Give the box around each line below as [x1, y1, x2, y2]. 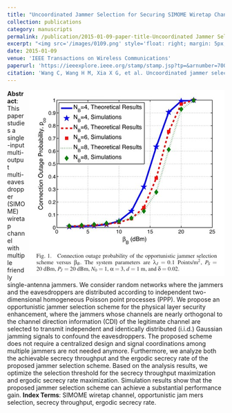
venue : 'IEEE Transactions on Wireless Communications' [7, 55, 171, 62]
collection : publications [7, 18, 81, 26]
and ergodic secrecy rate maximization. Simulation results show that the [7, 376, 213, 384]
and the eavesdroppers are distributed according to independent [7, 288, 192, 296]
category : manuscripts [7, 26, 72, 33]
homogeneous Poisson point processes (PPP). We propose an [43, 295, 220, 304]
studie [7, 118, 26, 127]
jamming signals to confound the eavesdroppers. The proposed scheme [7, 332, 213, 340]
